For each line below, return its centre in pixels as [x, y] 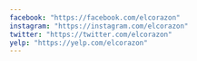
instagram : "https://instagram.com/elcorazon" [99, 26]
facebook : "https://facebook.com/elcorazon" [95, 17]
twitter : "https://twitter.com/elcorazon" [91, 34]
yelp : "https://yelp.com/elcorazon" [79, 43]
